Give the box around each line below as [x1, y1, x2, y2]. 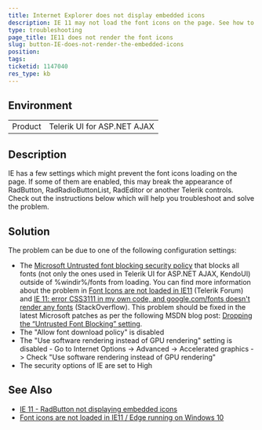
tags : [8, 56, 26, 64]
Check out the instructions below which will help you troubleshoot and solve [8, 194, 255, 203]
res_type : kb [8, 70, 51, 78]
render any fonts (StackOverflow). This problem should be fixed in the [19, 303, 246, 312]
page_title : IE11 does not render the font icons [8, 33, 174, 42]
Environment [8, 99, 73, 112]
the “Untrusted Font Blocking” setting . [19, 319, 143, 329]
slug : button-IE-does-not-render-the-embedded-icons [8, 41, 184, 49]
